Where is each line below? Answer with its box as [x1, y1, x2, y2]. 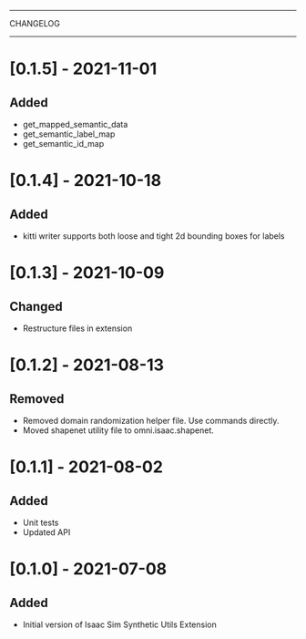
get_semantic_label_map [22, 129, 116, 139]
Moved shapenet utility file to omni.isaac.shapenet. [22, 425, 214, 436]
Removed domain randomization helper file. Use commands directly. [22, 416, 280, 426]
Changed [9, 298, 63, 314]
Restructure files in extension [22, 323, 133, 334]
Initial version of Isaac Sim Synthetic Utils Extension [22, 619, 217, 630]
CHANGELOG [9, 18, 61, 28]
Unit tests [22, 517, 59, 528]
